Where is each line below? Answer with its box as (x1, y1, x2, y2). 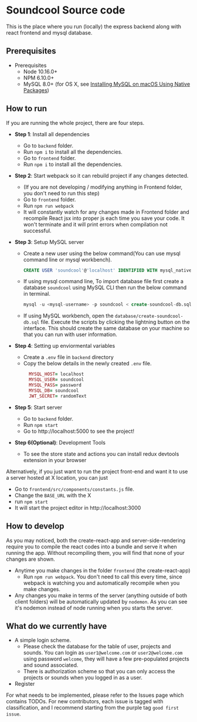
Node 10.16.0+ (23, 68, 57, 75)
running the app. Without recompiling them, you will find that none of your (6, 549, 185, 556)
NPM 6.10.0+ (23, 74, 55, 81)
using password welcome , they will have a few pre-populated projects (23, 655, 189, 663)
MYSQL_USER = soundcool (28, 377, 84, 383)
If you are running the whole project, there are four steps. (6, 119, 145, 126)
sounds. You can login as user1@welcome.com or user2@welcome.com (23, 649, 183, 656)
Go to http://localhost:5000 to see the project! (23, 428, 135, 435)
